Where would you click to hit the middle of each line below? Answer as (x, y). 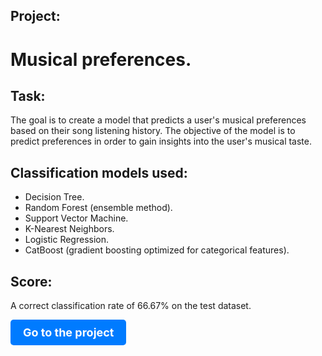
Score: (31, 281)
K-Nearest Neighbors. (69, 229)
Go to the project (69, 332)
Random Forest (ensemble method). (98, 208)
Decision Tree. (54, 197)
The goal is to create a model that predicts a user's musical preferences (158, 120)
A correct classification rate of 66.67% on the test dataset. (131, 306)
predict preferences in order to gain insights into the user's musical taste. (161, 141)
